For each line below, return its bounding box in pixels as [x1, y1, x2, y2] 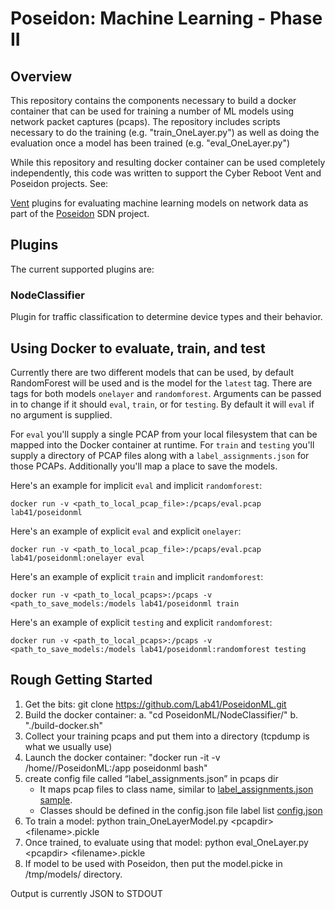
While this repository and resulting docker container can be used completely [10, 157, 326, 168]
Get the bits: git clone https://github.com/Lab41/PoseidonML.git [24, 698, 287, 710]
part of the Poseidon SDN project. [10, 208, 150, 219]
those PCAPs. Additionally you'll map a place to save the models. [10, 460, 278, 472]
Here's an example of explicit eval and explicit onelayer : [10, 525, 242, 537]
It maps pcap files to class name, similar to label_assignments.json [39, 783, 314, 795]
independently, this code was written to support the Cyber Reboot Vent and [10, 167, 322, 179]
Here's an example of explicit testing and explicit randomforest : [10, 616, 273, 628]
